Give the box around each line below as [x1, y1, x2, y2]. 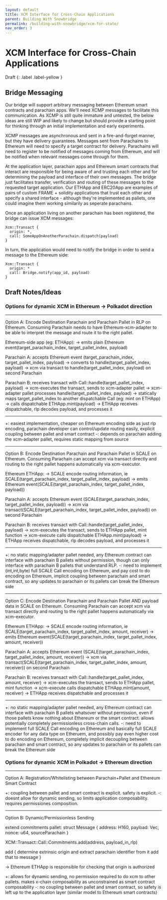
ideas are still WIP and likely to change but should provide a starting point [5, 117, 156, 123]
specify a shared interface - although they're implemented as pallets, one [5, 195, 156, 201]
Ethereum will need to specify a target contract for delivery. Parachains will [5, 143, 159, 149]
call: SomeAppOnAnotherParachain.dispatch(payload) [9, 233, 119, 239]
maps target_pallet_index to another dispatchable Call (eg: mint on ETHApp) [5, 395, 161, 401]
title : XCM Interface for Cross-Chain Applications [5, 12, 114, 17]
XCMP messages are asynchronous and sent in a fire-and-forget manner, [5, 132, 156, 138]
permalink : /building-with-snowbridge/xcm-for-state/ [5, 21, 119, 26]
